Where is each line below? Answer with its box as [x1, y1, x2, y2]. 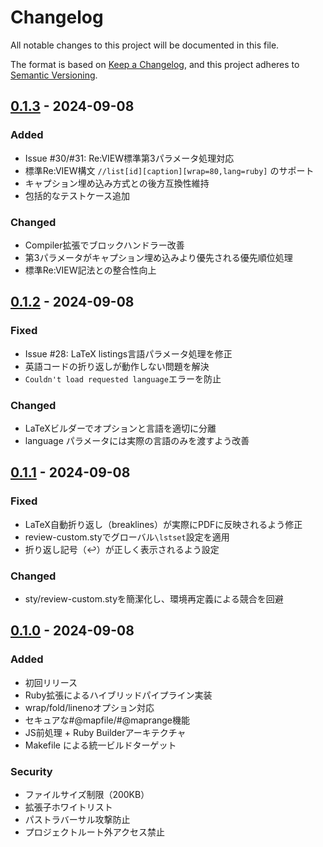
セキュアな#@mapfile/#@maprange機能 [24, 714, 191, 726]
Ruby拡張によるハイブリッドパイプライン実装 [24, 689, 213, 701]
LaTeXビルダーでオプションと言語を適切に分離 [24, 422, 217, 434]
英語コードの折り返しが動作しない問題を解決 [24, 360, 210, 372]
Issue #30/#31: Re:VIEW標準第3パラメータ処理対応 [24, 152, 235, 164]
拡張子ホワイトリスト [24, 801, 113, 813]
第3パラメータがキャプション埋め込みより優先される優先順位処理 [24, 251, 293, 263]
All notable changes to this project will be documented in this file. [10, 39, 280, 51]
